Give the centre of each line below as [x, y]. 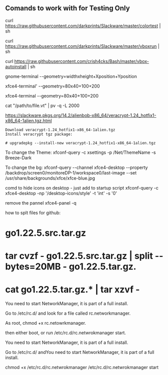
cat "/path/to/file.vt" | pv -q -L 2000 [42, 106]
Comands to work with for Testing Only [68, 8]
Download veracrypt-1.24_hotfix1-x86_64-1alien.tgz [60, 130]
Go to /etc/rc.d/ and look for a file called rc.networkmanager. [68, 313]
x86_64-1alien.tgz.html [29, 121]
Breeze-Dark [18, 157]
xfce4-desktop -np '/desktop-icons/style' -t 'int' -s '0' [61, 193]
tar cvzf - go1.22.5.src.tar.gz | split [79, 256]
